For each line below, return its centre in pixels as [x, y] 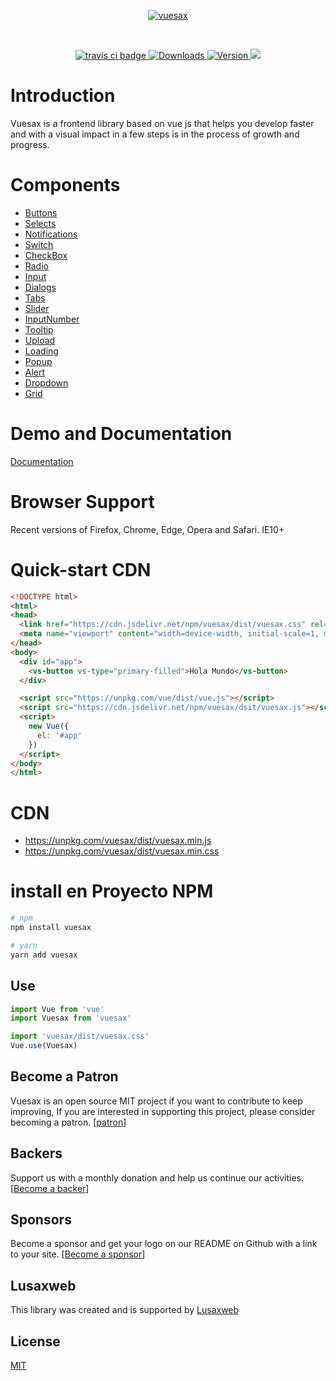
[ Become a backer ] [50, 1188]
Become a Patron [64, 1076]
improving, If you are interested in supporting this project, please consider [163, 1111]
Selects [40, 223]
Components [65, 185]
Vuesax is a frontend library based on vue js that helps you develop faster [162, 123]
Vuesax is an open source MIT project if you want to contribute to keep [156, 1101]
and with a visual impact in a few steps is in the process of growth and [155, 134]
